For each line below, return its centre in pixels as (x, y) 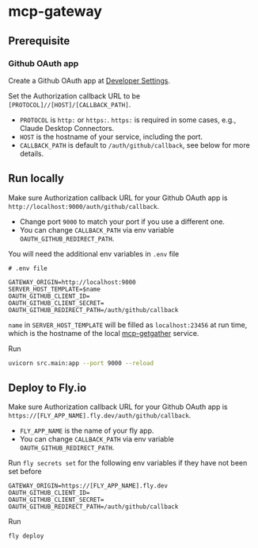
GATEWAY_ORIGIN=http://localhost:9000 (72, 282)
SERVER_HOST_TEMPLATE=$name (55, 289)
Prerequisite (39, 41)
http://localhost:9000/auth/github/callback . (84, 206)
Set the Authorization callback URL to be (74, 96)
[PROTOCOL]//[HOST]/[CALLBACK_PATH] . (70, 104)
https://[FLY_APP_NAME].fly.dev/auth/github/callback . (100, 415)
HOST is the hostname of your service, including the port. (111, 137)
